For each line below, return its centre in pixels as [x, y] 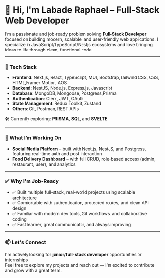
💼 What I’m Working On [33, 138]
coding [19, 219]
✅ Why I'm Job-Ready [32, 181]
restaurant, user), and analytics [44, 164]
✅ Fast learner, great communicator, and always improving [71, 224]
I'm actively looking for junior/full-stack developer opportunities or [73, 255]
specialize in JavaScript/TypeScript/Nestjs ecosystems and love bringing [79, 44]
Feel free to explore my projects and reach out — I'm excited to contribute [80, 265]
